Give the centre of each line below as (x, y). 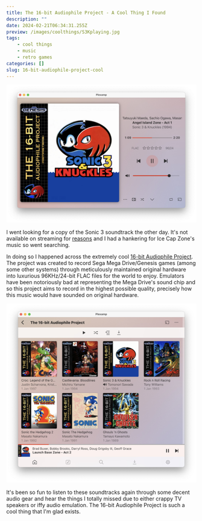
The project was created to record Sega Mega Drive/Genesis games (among (101, 263)
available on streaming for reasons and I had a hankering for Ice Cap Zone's (100, 239)
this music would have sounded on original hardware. (73, 295)
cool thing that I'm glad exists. (44, 511)
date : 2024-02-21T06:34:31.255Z (47, 25)
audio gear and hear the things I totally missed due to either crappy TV (94, 498)
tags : (13, 38)
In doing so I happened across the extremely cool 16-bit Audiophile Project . (100, 257)
